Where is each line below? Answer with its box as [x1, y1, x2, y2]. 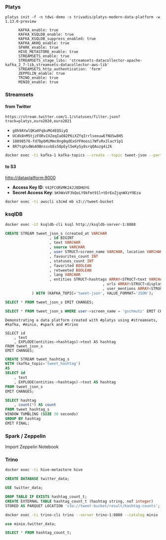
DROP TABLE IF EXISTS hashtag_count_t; [5, 494, 87, 499]
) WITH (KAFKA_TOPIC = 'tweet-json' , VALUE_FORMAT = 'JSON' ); [31, 291, 154, 296]
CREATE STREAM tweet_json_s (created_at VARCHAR [5, 231, 107, 236]
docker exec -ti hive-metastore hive [5, 467, 83, 473]
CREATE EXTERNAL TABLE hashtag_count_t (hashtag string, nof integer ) [5, 499, 154, 504]
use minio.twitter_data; [5, 521, 56, 526]
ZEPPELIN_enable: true [18, 71, 65, 76]
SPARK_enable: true [18, 45, 58, 50]
